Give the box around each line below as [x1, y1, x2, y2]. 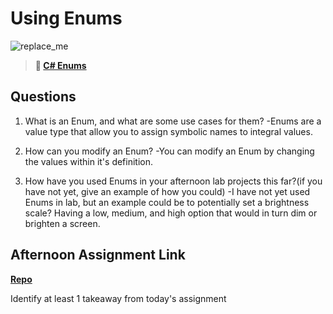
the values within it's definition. [24, 155, 154, 167]
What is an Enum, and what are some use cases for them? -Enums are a [24, 115, 322, 127]
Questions [10, 88, 77, 106]
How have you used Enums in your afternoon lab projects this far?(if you [24, 175, 323, 187]
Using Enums [10, 7, 123, 30]
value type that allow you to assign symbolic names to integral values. [24, 125, 313, 137]
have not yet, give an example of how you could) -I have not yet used [24, 185, 311, 197]
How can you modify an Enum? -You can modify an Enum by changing [24, 145, 315, 157]
